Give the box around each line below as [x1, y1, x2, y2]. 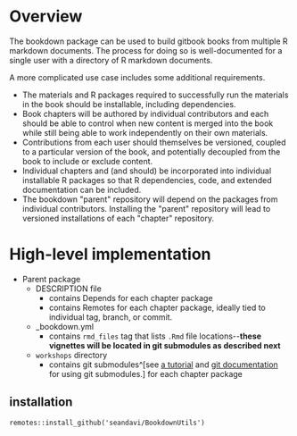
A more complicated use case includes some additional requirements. [9, 71, 266, 82]
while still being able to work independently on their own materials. [21, 127, 268, 138]
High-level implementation [9, 244, 211, 264]
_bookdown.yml [35, 321, 95, 331]
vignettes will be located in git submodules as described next [48, 340, 281, 350]
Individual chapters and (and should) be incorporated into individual [21, 165, 272, 176]
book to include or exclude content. [21, 155, 153, 166]
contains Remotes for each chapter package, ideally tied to [48, 302, 266, 313]
